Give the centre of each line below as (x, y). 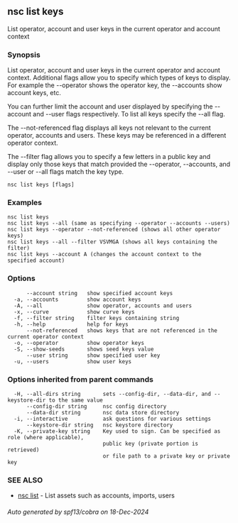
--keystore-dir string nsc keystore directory (99, 425)
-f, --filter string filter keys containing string (97, 318)
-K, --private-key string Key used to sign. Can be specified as (117, 431)
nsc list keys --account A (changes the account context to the (104, 255)
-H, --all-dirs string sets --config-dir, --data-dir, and (113, 394)
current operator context (45, 336)
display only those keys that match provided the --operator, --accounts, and (119, 164)
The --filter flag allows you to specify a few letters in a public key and (109, 157)
